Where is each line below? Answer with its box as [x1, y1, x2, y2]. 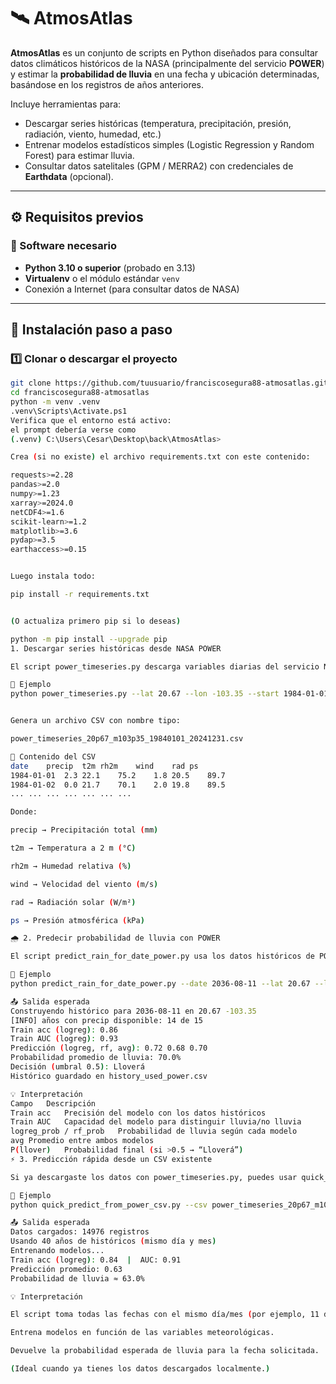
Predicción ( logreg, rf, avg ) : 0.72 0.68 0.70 [10, 1043, 208, 1054]
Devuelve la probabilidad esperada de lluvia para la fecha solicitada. [10, 1346, 320, 1356]
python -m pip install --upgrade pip [10, 634, 168, 644]
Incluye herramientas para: [10, 98, 122, 110]
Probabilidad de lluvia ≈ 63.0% [10, 1273, 145, 1284]
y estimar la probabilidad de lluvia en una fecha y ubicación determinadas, [10, 68, 320, 80]
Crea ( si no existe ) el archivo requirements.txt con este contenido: [10, 452, 311, 462]
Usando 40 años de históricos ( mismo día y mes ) [10, 1236, 217, 1247]
